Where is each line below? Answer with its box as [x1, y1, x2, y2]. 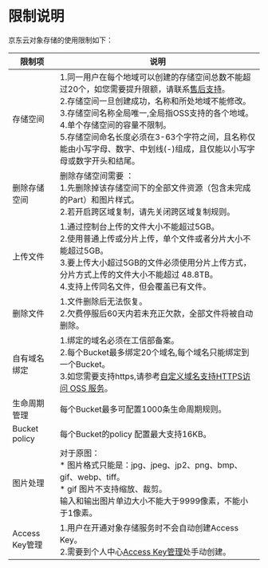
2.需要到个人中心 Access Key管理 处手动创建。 [59, 546, 231, 557]
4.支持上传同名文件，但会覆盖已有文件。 [59, 281, 211, 292]
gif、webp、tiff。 [59, 471, 125, 483]
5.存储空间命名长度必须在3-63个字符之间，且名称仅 [59, 131, 256, 142]
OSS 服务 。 [69, 382, 113, 393]
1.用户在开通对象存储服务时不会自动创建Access [59, 522, 239, 533]
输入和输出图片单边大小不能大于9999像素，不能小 [59, 495, 249, 507]
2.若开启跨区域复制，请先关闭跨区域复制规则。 [59, 206, 235, 217]
